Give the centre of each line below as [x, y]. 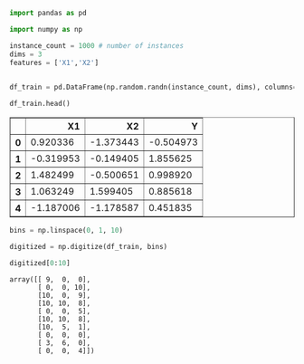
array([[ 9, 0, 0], [50, 279]
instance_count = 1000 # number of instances [96, 45]
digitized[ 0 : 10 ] [40, 263]
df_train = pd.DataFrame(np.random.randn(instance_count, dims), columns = [153, 87]
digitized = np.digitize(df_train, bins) [89, 246]
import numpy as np [46, 29]
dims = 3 [26, 54]
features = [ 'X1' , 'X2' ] [54, 62]
